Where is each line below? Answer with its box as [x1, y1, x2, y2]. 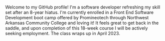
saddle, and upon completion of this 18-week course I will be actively [5, 25, 148, 31]
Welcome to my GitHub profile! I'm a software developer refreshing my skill [5, 4, 160, 10]
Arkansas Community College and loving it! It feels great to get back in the [5, 20, 159, 26]
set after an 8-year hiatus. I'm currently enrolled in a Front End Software [5, 9, 154, 15]
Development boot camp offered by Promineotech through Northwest [5, 15, 149, 20]
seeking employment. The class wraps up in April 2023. [5, 31, 120, 36]
